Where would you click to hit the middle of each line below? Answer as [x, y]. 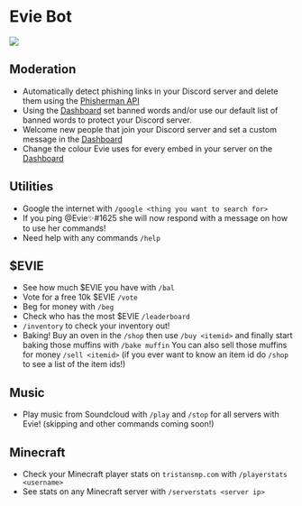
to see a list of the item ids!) [74, 364]
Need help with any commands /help [91, 237]
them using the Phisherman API [81, 100]
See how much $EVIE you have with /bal [98, 288]
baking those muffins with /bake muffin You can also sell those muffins [155, 345]
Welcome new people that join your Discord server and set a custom [150, 129]
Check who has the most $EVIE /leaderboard [106, 317]
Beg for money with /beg [68, 307]
